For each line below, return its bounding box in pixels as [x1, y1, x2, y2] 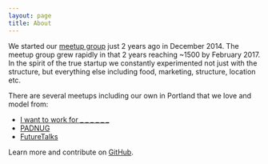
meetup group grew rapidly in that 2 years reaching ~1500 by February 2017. [8, 50, 261, 59]
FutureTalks [19, 131, 58, 141]
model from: [8, 99, 49, 109]
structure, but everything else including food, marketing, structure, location [8, 66, 256, 76]
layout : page [8, 11, 52, 20]
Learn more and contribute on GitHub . [8, 147, 134, 157]
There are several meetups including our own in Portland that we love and [8, 90, 252, 100]
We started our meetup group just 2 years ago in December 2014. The [8, 41, 239, 50]
